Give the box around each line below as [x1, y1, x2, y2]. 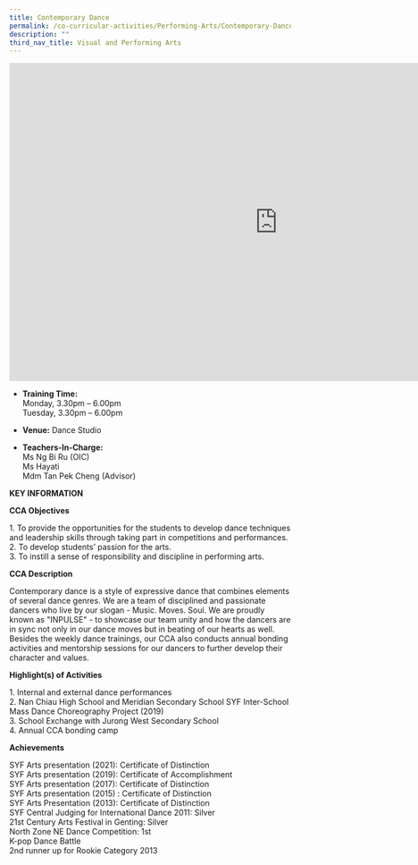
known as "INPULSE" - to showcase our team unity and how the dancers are [9, 615, 291, 625]
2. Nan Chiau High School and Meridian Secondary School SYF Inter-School [9, 697, 289, 708]
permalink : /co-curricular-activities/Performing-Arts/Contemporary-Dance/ [9, 21, 297, 30]
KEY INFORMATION [9, 488, 83, 499]
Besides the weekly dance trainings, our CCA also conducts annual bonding [9, 633, 288, 644]
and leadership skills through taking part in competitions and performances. [9, 532, 288, 543]
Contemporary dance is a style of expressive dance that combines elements [9, 586, 290, 597]
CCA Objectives [9, 505, 70, 516]
